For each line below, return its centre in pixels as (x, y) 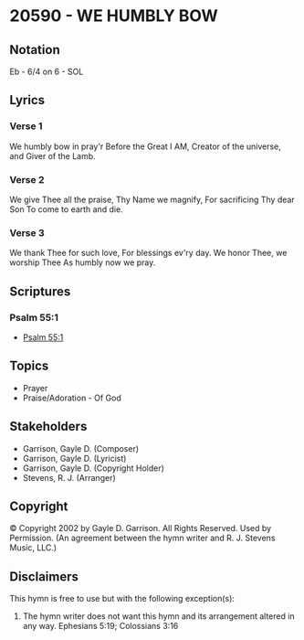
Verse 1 (26, 126)
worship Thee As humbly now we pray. (83, 262)
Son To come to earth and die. (66, 209)
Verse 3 (27, 232)
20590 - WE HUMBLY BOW (114, 16)
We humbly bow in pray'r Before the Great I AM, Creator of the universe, (145, 146)
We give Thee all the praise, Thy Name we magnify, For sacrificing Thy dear (152, 199)
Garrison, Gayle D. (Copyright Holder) (93, 468)
